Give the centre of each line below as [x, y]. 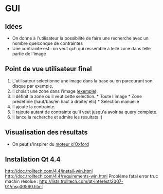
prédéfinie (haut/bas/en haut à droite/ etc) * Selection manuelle [76, 101]
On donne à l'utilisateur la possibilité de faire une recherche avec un [80, 38]
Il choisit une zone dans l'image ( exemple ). [55, 91]
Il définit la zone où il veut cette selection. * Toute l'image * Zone [77, 96]
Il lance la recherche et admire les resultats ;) [57, 117]
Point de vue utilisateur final [49, 69]
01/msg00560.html [24, 187]
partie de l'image [29, 54]
